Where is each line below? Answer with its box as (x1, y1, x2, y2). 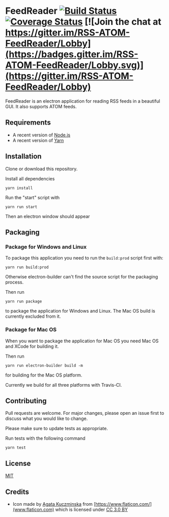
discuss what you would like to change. (5, 415, 88, 421)
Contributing (5, 396, 47, 405)
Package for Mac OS (5, 326, 57, 333)
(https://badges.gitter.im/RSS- (5, 49, 138, 60)
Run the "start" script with (5, 194, 60, 200)
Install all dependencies (5, 175, 55, 181)
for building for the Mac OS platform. (5, 372, 82, 378)
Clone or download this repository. (5, 166, 78, 172)
